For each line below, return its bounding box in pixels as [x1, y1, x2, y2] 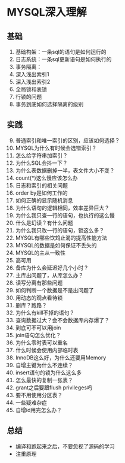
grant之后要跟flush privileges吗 [15, 384, 93, 391]
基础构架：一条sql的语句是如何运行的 [15, 49, 107, 55]
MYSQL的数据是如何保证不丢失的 [15, 241, 97, 249]
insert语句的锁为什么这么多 [15, 369, 82, 376]
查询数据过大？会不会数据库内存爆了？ [15, 316, 110, 323]
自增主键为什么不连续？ [15, 361, 73, 368]
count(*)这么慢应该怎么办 [15, 174, 78, 181]
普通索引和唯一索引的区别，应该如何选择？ [15, 137, 120, 144]
